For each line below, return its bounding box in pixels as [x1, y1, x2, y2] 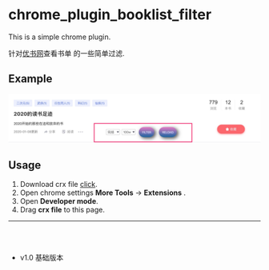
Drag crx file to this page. [19, 205, 106, 215]
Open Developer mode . [19, 197, 98, 206]
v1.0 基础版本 [19, 253, 64, 263]
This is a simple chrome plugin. [8, 32, 111, 42]
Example [8, 72, 53, 85]
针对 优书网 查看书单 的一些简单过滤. [8, 48, 125, 58]
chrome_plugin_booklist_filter [8, 6, 212, 24]
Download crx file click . [19, 180, 98, 189]
